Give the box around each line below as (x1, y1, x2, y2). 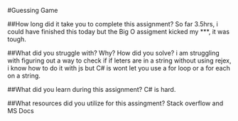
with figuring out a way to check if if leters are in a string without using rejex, (7, 56, 232, 65)
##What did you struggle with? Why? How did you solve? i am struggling (7, 49, 220, 57)
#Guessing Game (7, 6, 58, 14)
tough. (7, 35, 27, 43)
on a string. (7, 71, 41, 80)
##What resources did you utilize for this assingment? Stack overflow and (7, 99, 224, 107)
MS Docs (7, 107, 34, 115)
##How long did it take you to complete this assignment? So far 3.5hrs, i (7, 20, 218, 28)
